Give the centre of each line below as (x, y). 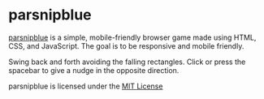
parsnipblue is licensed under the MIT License (86, 86)
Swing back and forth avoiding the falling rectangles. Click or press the (127, 62)
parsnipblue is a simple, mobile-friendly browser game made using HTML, (132, 37)
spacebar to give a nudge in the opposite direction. (94, 70)
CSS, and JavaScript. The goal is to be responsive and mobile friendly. (126, 45)
